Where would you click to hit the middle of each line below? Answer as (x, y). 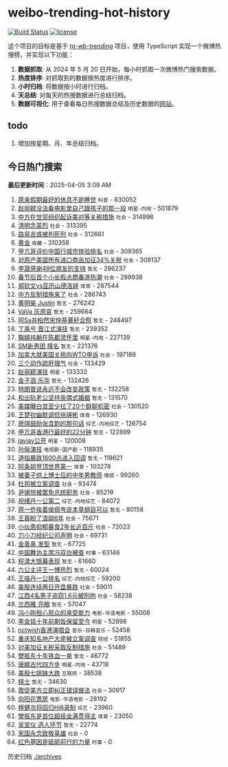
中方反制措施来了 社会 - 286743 (62, 294)
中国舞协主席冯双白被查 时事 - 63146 (69, 552)
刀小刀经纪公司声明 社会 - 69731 (62, 535)
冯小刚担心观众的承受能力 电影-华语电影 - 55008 (84, 612)
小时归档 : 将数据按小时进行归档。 (65, 86)
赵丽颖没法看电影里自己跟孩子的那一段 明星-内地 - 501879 (98, 208)
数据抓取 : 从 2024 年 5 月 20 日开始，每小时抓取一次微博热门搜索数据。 (119, 69)
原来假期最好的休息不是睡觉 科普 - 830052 (77, 199)
